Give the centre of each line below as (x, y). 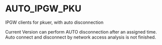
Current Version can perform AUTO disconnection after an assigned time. (81, 32)
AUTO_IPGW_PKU (43, 9)
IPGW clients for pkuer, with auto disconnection (54, 22)
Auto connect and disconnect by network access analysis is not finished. (81, 37)
